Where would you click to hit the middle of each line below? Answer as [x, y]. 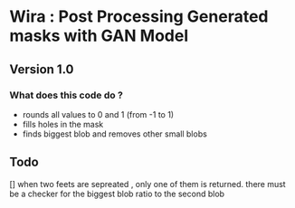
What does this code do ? [67, 95]
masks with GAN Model [99, 36]
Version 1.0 [42, 69]
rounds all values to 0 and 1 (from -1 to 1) [98, 114]
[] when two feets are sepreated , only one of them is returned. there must [148, 184]
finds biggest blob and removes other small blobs [115, 134]
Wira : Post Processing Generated [139, 17]
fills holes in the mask [63, 124]
